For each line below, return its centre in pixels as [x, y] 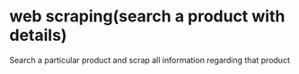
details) [38, 35]
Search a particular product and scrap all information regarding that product [149, 60]
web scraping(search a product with [147, 16]
